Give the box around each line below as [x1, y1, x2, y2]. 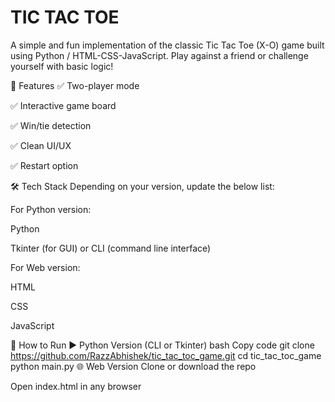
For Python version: [10, 203, 92, 215]
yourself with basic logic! [10, 60, 114, 72]
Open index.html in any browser [10, 380, 142, 392]
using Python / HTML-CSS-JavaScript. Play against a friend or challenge [10, 49, 309, 61]
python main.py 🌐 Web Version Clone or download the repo [10, 360, 257, 372]
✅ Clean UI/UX [10, 139, 72, 151]
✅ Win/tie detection [10, 119, 92, 131]
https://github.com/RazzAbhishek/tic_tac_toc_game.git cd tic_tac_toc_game [10, 349, 322, 361]
